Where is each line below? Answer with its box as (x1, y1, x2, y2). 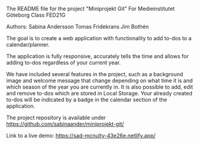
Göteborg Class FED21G (6, 11, 66, 19)
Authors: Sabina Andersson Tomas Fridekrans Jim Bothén (6, 23, 149, 30)
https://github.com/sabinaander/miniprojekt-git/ (6, 120, 124, 128)
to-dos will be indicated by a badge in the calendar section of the (6, 96, 167, 103)
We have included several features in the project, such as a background (6, 71, 183, 77)
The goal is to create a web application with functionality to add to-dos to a (6, 35, 192, 41)
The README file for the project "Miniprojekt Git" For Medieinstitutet (6, 5, 175, 12)
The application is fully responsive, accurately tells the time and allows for (6, 53, 189, 59)
